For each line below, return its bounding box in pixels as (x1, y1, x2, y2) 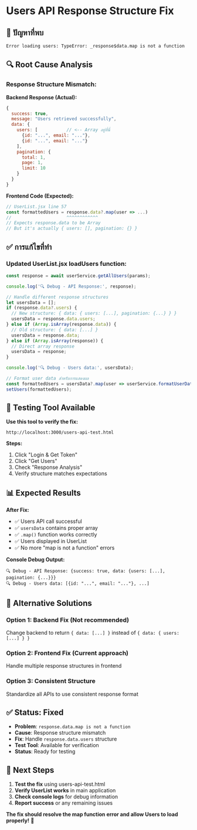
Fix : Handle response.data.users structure (14, 735, 117, 742)
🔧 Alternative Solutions (6, 598, 92, 608)
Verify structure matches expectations (14, 470, 107, 477)
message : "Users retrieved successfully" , (11, 116, 117, 122)
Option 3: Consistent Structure (6, 677, 96, 685)
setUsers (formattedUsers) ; (6, 386, 72, 392)
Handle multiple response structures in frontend (6, 662, 122, 669)
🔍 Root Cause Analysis (6, 60, 93, 70)
